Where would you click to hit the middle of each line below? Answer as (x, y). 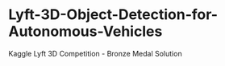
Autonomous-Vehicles (85, 31)
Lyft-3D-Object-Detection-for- (113, 15)
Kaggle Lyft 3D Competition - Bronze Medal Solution (96, 53)
